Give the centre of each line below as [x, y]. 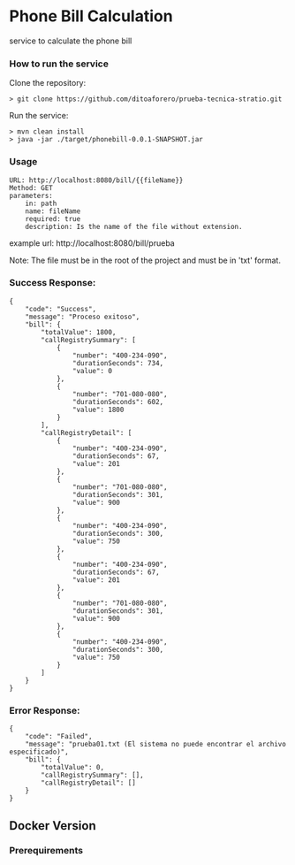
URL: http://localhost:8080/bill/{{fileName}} [96, 180]
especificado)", [39, 752]
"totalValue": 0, [72, 768]
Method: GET [31, 188]
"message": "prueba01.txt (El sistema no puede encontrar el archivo [156, 745]
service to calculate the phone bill [71, 41]
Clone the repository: [48, 83]
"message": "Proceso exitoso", [83, 317]
